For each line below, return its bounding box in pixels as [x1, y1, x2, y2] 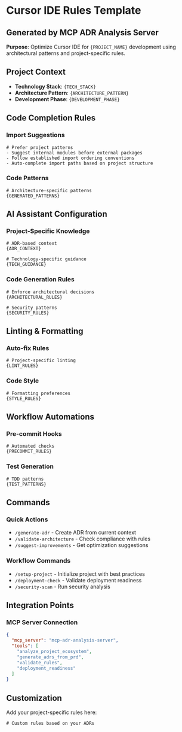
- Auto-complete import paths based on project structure [6, 160, 153, 166]
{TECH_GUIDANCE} [6, 262, 47, 268]
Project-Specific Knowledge [6, 227, 90, 235]
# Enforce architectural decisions [6, 288, 95, 295]
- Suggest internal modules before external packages [6, 150, 143, 156]
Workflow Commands [6, 557, 71, 565]
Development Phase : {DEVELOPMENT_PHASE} [14, 95, 121, 102]
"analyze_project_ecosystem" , [17, 649, 92, 655]
